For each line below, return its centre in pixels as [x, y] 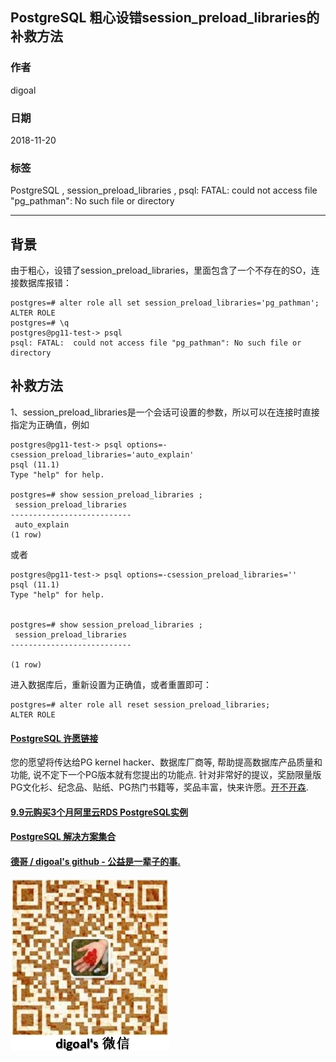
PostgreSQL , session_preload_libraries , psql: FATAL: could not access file [164, 190]
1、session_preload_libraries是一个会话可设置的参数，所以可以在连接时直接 [165, 412]
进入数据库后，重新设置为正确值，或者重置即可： [111, 684]
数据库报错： [45, 283]
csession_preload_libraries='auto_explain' [102, 454]
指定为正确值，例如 [50, 424]
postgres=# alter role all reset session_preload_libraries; [140, 704]
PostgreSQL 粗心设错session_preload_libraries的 [165, 18]
